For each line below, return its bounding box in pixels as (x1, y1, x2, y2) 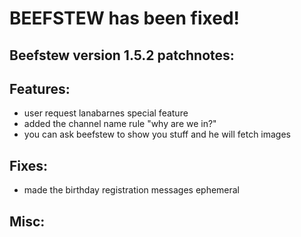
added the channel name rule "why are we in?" (23, 118, 217, 130)
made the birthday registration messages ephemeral (23, 184, 241, 196)
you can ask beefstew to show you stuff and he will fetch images (23, 128, 291, 141)
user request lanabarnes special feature (23, 107, 189, 119)
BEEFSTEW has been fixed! (9, 7, 240, 30)
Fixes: (9, 157, 49, 174)
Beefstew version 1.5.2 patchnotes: (9, 47, 235, 64)
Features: (9, 80, 71, 97)
